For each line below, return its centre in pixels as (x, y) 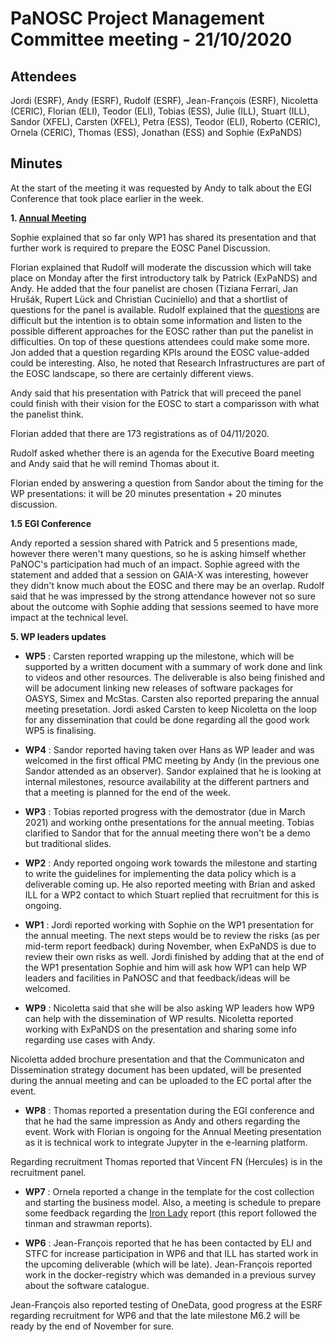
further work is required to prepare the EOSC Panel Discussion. (140, 248)
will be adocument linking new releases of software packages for (159, 688)
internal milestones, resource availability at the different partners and (167, 781)
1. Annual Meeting (48, 218)
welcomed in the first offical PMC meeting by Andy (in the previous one (172, 760)
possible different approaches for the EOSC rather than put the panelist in (162, 331)
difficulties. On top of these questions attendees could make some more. (160, 341)
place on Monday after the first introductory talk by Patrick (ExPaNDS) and (164, 278)
